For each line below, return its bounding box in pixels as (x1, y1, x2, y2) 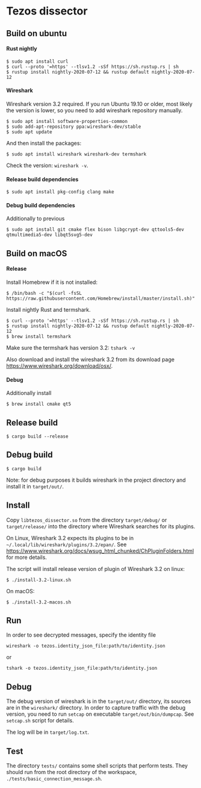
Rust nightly (6, 45, 37, 52)
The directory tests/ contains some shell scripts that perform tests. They (6, 762, 188, 769)
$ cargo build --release (6, 433, 69, 440)
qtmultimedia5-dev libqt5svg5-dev (6, 232, 93, 238)
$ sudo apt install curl (6, 58, 69, 65)
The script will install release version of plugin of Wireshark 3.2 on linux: (6, 565, 185, 572)
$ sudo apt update (6, 128, 52, 135)
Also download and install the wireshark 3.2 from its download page (6, 356, 175, 363)
